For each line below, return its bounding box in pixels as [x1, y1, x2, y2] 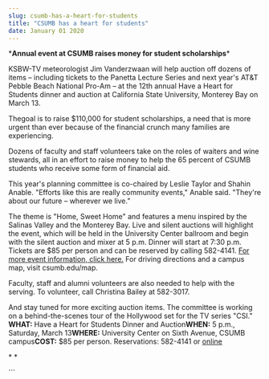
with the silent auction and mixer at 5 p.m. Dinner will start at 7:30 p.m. [8, 238, 242, 247]
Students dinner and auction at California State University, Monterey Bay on [8, 90, 259, 100]
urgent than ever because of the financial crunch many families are [8, 122, 230, 132]
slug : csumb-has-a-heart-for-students [8, 11, 138, 20]
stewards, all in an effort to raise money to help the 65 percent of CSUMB [8, 155, 251, 165]
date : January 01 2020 [8, 26, 84, 35]
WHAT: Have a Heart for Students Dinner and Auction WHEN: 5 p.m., [8, 320, 235, 329]
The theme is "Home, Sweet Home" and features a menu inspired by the [8, 212, 247, 222]
